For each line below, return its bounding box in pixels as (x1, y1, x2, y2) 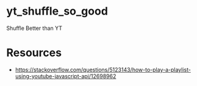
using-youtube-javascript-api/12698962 (15, 72, 116, 80)
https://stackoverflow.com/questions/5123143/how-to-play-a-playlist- (15, 66, 191, 73)
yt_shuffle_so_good (6, 4, 109, 18)
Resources (6, 46, 62, 60)
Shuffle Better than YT (6, 24, 63, 32)
